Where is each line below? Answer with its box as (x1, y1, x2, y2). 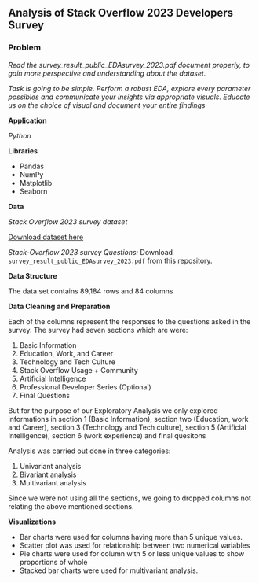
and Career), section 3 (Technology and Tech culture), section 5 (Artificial (8, 422, 247, 432)
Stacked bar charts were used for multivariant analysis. (19, 566, 199, 575)
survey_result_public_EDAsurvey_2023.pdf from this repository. (8, 256, 213, 265)
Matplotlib (19, 178, 53, 187)
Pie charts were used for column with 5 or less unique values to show (19, 548, 245, 558)
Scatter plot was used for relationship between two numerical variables (19, 541, 250, 550)
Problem (8, 42, 42, 54)
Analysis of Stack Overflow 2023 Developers (8, 6, 234, 20)
